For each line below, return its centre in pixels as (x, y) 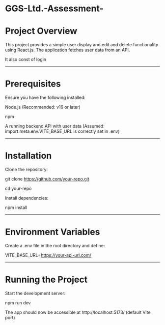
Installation (28, 156)
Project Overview (41, 31)
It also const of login (26, 59)
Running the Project (46, 280)
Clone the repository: (27, 169)
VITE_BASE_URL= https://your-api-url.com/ (48, 255)
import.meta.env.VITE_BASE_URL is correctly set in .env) (62, 131)
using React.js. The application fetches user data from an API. (68, 50)
